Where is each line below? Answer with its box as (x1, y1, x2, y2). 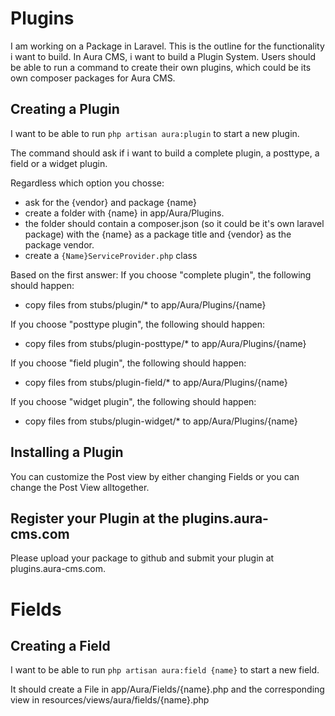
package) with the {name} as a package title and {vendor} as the (24, 228, 292, 240)
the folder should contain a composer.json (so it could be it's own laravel (24, 217, 325, 229)
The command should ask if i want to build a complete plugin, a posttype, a (10, 147, 320, 159)
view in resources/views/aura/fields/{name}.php (10, 694, 210, 706)
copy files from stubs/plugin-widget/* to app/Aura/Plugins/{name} (24, 415, 298, 427)
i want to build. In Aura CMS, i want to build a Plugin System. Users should (10, 50, 317, 62)
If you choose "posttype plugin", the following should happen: (10, 318, 266, 330)
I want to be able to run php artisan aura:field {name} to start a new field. (10, 664, 320, 676)
